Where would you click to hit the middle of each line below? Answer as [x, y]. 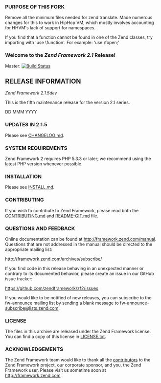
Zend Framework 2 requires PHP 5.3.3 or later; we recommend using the [78, 158]
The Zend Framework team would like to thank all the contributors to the [78, 360]
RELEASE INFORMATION [43, 81]
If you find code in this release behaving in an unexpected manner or [74, 268]
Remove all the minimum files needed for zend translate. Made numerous [79, 18]
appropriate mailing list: [29, 249]
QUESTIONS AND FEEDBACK [40, 228]
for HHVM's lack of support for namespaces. [50, 28]
